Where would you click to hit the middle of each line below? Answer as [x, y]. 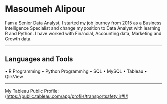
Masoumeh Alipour [45, 9]
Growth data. [18, 39]
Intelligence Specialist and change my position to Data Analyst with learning [83, 28]
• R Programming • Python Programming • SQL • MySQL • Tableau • [76, 71]
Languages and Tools [39, 59]
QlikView [14, 76]
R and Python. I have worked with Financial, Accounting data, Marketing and [83, 33]
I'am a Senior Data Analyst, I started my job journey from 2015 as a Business [83, 23]
